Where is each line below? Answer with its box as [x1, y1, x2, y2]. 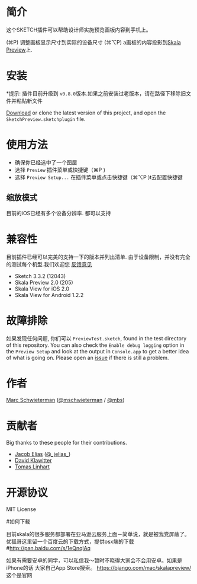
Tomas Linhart [14, 463, 50, 470]
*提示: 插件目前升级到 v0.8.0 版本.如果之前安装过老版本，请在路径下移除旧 [6, 90, 186, 97]
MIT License [6, 506, 37, 513]
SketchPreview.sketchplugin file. [6, 115, 86, 122]
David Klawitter [14, 457, 52, 464]
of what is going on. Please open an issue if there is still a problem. [6, 354, 169, 361]
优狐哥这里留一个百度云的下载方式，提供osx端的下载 [6, 538, 134, 545]
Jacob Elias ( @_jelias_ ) [14, 451, 71, 458]
